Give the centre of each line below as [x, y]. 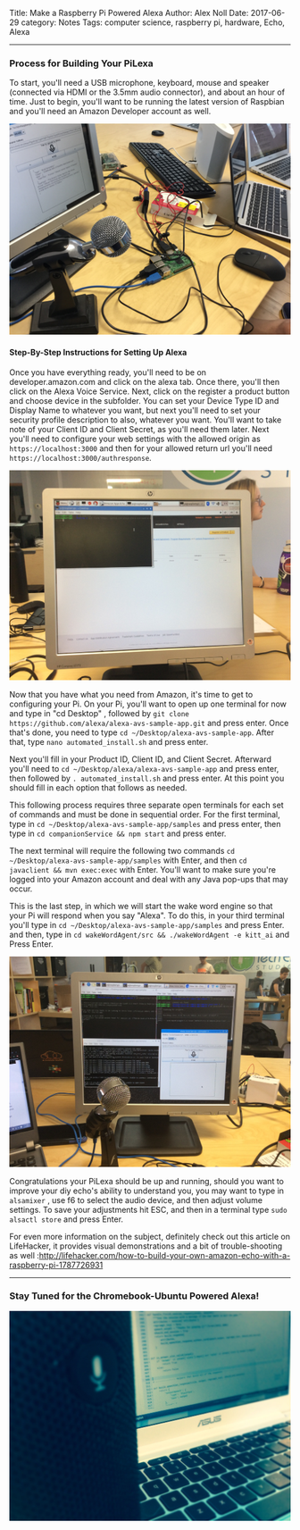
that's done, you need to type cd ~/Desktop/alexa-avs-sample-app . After [142, 732]
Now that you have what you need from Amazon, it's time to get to [131, 695]
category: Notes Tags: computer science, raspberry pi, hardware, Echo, [153, 22]
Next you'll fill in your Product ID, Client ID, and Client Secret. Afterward [141, 759]
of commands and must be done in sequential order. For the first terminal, [145, 815]
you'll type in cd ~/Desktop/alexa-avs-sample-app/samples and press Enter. [147, 925]
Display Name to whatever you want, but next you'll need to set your [135, 410]
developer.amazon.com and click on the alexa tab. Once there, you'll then [144, 381]
